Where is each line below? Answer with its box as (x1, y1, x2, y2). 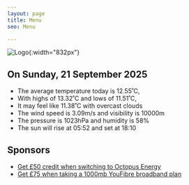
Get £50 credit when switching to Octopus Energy (17, 163, 162, 170)
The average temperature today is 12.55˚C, (17, 87, 140, 95)
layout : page (7, 10, 45, 17)
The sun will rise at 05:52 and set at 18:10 (17, 124, 137, 132)
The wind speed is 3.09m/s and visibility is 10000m (17, 109, 165, 118)
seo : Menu (7, 23, 36, 30)
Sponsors (7, 144, 50, 156)
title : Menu (7, 17, 42, 24)
